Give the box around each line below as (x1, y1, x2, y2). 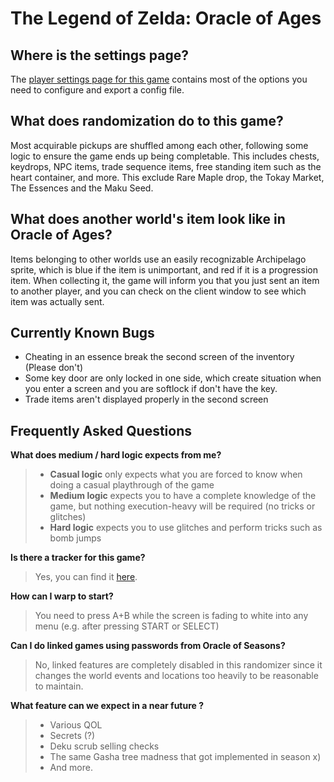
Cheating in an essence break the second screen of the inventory (24, 351, 295, 363)
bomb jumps (49, 532, 102, 544)
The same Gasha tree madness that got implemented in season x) (49, 751, 322, 763)
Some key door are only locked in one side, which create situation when (24, 372, 322, 384)
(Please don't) (24, 362, 84, 374)
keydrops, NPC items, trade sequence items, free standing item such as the (10, 160, 322, 172)
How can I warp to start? (10, 590, 114, 602)
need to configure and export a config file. (10, 84, 185, 96)
